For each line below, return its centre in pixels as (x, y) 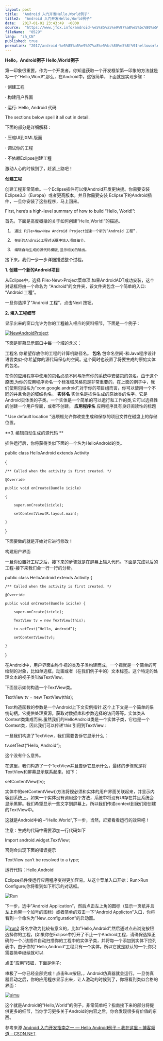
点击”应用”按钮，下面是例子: (33, 963)
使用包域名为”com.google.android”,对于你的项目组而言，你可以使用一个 (80, 388)
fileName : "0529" (24, 32)
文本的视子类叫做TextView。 (38, 677)
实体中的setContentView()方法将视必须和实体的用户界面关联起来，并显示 (78, 791)
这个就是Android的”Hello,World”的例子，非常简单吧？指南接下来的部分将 (77, 1005)
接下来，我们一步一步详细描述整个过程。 (45, 259)
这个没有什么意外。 (24, 755)
